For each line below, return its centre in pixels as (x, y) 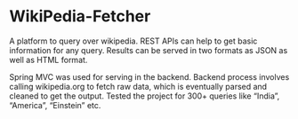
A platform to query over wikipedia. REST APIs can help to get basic (133, 41)
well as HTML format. (48, 59)
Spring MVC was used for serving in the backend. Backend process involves (149, 76)
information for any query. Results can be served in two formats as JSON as (149, 50)
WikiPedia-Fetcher (80, 16)
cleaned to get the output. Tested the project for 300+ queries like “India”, (145, 96)
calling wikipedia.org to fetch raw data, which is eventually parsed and (138, 86)
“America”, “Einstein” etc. (55, 105)
